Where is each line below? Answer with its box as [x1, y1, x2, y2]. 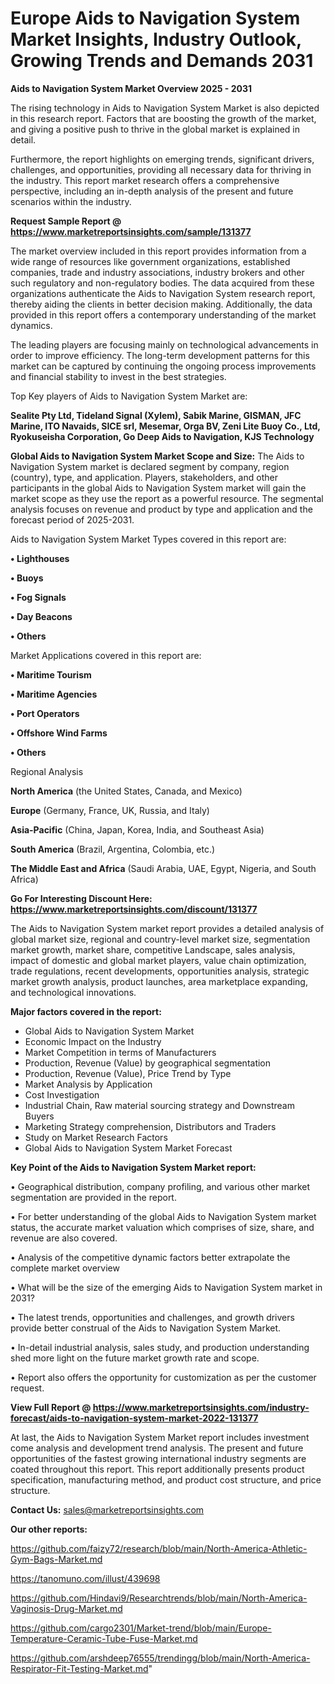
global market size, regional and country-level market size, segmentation [10, 933, 311, 945]
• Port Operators [10, 707, 80, 719]
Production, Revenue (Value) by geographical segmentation [24, 1057, 272, 1069]
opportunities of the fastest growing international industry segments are [10, 1452, 307, 1464]
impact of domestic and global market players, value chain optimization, [10, 954, 307, 966]
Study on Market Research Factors [24, 1131, 168, 1143]
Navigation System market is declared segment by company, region [10, 460, 290, 472]
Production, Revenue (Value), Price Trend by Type [24, 1067, 232, 1079]
